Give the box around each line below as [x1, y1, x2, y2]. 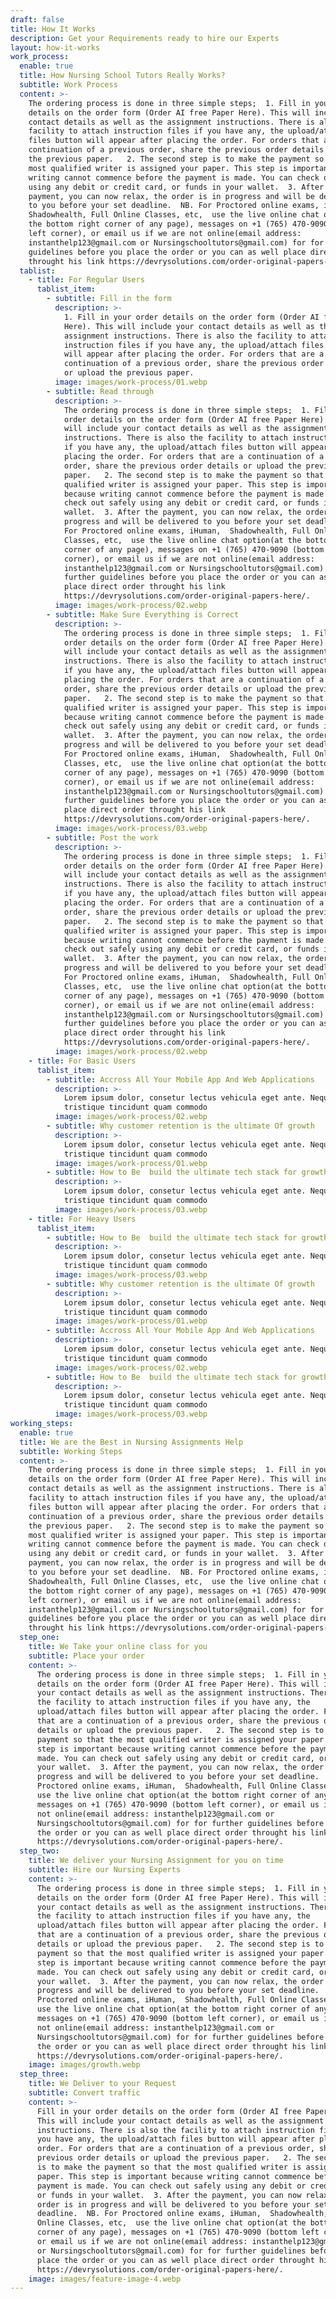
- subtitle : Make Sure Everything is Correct [46, 609, 240, 620]
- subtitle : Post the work [46, 832, 159, 843]
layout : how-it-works [10, 42, 101, 53]
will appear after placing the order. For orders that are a [63, 349, 325, 360]
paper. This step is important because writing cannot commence [36, 2171, 311, 2181]
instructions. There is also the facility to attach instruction [36, 2125, 315, 2135]
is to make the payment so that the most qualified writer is [36, 2162, 302, 2172]
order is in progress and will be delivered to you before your [36, 2199, 311, 2210]
